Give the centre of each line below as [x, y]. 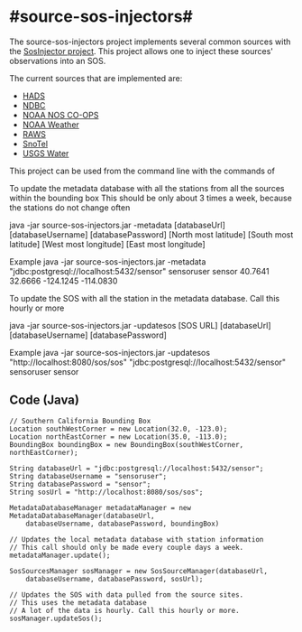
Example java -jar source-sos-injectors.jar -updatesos [110, 352]
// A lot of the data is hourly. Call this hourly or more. [125, 610]
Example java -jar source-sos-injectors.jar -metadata [108, 261]
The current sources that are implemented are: [96, 78]
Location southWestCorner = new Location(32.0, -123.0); [119, 429]
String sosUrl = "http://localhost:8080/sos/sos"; [106, 492]
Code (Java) [44, 400]
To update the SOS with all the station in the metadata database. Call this [145, 298]
